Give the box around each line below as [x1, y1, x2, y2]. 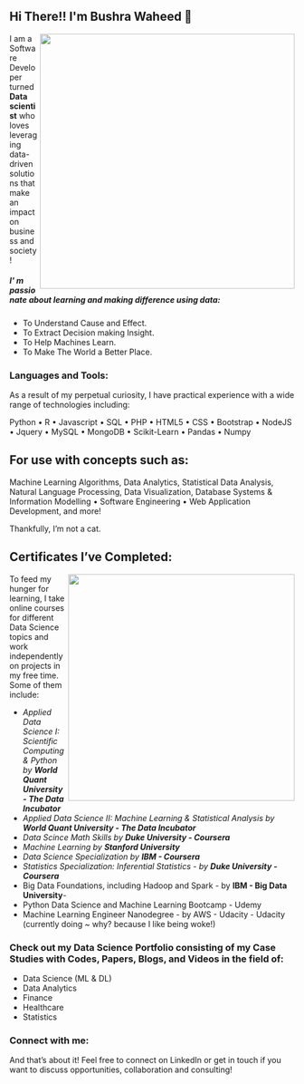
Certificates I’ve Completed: [9, 549, 173, 565]
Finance [22, 992, 53, 1002]
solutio [9, 168, 34, 179]
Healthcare [22, 1002, 65, 1012]
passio [9, 285, 36, 295]
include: [9, 689, 40, 700]
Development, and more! [9, 505, 101, 517]
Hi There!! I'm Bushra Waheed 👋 [9, 9, 193, 24]
